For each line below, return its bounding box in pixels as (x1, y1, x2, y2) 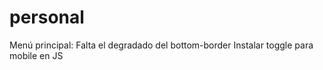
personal (9, 6, 85, 29)
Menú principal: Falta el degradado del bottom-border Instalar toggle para (9, 39, 314, 51)
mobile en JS (9, 49, 64, 61)
